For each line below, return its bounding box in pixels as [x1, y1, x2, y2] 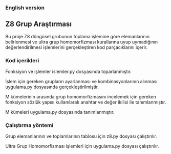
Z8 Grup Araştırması [5, 20, 72, 29]
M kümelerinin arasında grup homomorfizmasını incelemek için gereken [5, 94, 156, 100]
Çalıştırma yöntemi [5, 121, 54, 129]
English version [5, 4, 45, 11]
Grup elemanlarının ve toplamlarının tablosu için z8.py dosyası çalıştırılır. [5, 133, 157, 139]
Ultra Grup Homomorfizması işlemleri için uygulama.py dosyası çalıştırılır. [5, 143, 159, 149]
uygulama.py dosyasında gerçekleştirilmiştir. [5, 84, 99, 90]
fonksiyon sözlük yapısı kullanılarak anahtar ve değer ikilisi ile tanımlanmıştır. [5, 99, 166, 106]
